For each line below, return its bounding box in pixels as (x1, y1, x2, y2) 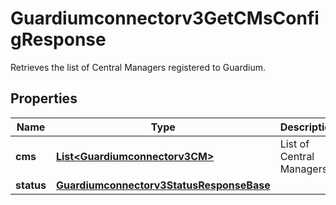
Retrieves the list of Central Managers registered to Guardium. (10, 61, 266, 73)
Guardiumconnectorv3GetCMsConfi (10, 7, 320, 30)
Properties (10, 90, 78, 107)
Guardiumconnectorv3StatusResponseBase (55, 178, 271, 192)
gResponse (10, 28, 107, 51)
